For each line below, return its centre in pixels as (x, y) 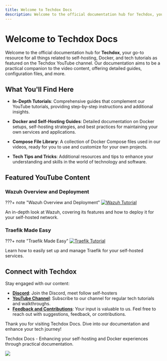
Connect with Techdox (41, 271)
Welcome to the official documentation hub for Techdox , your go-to (75, 53)
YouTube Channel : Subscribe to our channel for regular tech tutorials (83, 298)
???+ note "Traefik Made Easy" (37, 241)
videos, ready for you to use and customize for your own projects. (80, 147)
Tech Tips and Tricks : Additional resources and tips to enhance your (83, 156)
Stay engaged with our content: (37, 284)
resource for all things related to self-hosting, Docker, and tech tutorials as (81, 58)
